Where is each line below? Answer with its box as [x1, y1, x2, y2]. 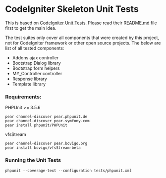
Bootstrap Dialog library [12, 60, 61, 66]
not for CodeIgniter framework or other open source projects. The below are [5, 40, 161, 45]
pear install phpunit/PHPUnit [5, 123, 68, 128]
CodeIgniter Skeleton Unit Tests [5, 3, 139, 15]
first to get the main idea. [5, 25, 56, 31]
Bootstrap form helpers [12, 65, 60, 71]
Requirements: [5, 93, 42, 100]
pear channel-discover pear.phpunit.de [5, 114, 88, 119]
